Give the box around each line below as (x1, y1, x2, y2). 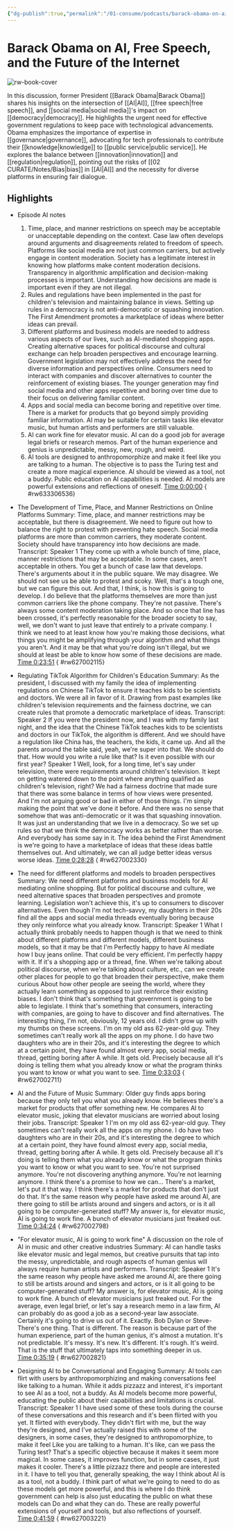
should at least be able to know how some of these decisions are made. (17, 650, 223, 659)
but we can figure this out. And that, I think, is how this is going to (17, 584, 205, 593)
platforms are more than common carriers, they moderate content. (17, 532, 207, 541)
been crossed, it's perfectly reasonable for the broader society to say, (17, 614, 217, 622)
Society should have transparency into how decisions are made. (17, 540, 201, 548)
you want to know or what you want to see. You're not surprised (17, 1163, 201, 1172)
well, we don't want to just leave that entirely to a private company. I (17, 621, 212, 630)
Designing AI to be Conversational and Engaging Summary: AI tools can (17, 1367, 222, 1375)
